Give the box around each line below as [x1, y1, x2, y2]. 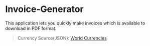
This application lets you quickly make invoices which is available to [5, 20, 145, 26]
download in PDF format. [5, 25, 57, 31]
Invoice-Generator [5, 3, 84, 15]
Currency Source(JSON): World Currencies [17, 35, 107, 41]
